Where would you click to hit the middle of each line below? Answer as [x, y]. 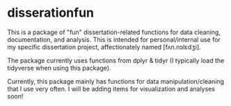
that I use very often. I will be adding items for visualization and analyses [111, 89]
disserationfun [51, 13]
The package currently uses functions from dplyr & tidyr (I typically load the [116, 60]
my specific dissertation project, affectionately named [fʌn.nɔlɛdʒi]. [104, 47]
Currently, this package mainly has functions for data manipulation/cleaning [116, 81]
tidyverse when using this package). [59, 68]
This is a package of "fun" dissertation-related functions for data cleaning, [114, 32]
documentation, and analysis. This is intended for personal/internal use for [114, 39]
